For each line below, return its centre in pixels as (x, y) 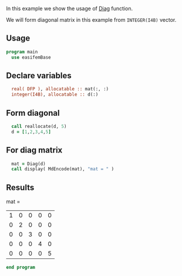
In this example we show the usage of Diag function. (70, 9)
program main (22, 52)
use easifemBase (31, 57)
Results (20, 187)
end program (21, 267)
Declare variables (39, 75)
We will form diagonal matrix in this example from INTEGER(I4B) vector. (91, 20)
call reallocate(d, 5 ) (39, 126)
